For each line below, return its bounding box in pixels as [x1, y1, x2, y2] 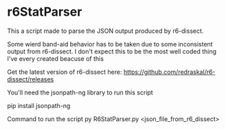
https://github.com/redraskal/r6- [123, 68, 216, 76]
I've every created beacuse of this [7, 54, 104, 62]
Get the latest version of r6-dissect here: [7, 68, 122, 76]
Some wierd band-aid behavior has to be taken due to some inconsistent [7, 40, 213, 48]
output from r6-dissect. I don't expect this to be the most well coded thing [7, 47, 217, 55]
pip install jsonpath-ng [7, 101, 71, 109]
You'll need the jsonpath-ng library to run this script [7, 88, 153, 96]
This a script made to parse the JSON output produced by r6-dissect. [7, 27, 204, 35]
